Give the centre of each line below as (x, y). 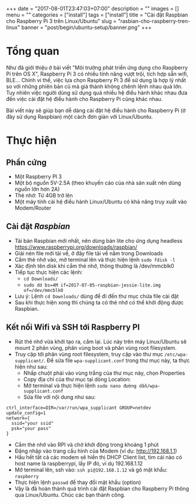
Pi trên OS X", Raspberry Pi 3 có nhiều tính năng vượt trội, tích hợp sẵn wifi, (97, 74)
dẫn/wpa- (150, 386)
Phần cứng (26, 162)
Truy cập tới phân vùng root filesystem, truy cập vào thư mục (89, 354)
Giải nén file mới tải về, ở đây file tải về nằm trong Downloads (89, 253)
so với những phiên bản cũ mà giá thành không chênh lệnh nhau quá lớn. (94, 86)
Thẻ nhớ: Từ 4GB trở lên (44, 195)
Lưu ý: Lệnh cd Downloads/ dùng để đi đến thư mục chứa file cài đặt (97, 296)
